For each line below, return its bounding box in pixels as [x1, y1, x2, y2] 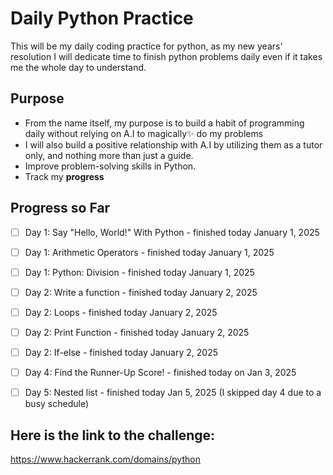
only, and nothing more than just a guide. [24, 149, 194, 161]
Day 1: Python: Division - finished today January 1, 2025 [24, 266, 255, 278]
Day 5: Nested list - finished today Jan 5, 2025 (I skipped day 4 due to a [24, 387, 322, 399]
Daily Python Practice [10, 7, 194, 30]
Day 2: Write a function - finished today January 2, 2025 [24, 286, 258, 298]
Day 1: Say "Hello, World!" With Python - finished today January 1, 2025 [24, 226, 320, 238]
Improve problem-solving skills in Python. [24, 160, 197, 172]
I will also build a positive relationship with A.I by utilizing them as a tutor [24, 138, 323, 151]
